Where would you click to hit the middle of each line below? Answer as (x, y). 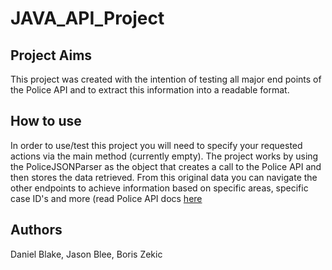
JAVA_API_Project (87, 18)
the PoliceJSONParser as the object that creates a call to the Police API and (166, 166)
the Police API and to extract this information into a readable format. (150, 90)
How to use (46, 121)
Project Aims (51, 55)
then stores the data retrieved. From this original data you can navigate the (164, 177)
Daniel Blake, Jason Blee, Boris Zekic (86, 254)
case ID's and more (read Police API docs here (106, 198)
